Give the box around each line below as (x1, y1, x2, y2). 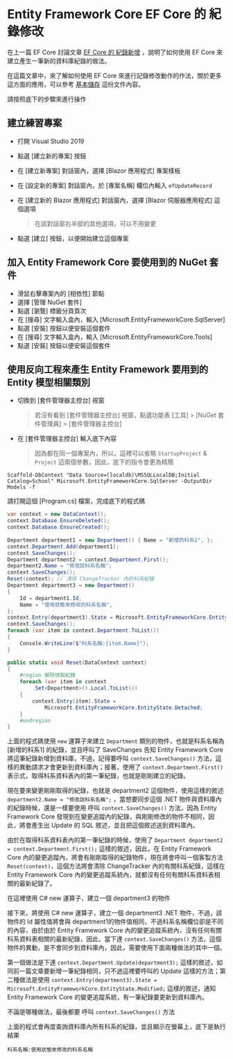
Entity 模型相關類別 (7, 376, 90, 388)
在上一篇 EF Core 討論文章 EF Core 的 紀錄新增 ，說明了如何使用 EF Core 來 (7, 48, 223, 56)
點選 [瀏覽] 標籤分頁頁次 (17, 306, 87, 315)
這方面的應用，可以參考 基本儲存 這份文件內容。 (7, 80, 144, 88)
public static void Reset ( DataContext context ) (7, 659, 148, 666)
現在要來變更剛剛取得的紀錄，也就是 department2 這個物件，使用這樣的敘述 (7, 786, 224, 795)
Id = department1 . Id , (19, 594, 82, 601)
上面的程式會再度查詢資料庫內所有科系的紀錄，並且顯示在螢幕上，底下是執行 (7, 1022, 226, 1031)
